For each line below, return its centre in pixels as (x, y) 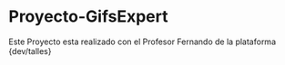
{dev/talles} (30, 51)
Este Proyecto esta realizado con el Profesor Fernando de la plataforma (142, 42)
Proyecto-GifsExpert (88, 17)
